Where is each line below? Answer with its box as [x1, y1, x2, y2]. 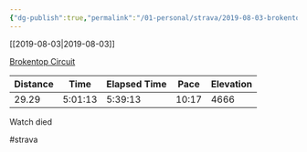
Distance [14, 77, 54, 90]
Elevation [210, 77, 253, 90]
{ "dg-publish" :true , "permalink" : [9, 13, 137, 23]
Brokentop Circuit [9, 56, 76, 66]
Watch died [9, 116, 53, 127]
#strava [9, 134, 38, 145]
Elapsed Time [106, 77, 167, 90]
